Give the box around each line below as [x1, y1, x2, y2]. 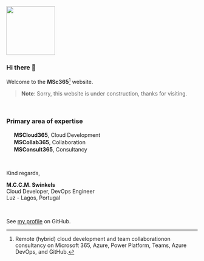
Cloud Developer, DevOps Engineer [6, 188, 95, 195]
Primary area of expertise [6, 117, 83, 125]
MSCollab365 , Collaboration [13, 139, 86, 146]
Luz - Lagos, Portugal [6, 194, 61, 201]
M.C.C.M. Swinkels [6, 181, 56, 189]
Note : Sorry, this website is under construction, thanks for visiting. [21, 89, 188, 97]
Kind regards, [6, 170, 41, 177]
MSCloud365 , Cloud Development [13, 131, 101, 139]
